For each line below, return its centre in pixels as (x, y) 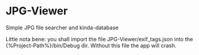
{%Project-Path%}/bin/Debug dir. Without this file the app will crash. (91, 45)
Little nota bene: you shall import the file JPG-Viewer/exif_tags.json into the (99, 39)
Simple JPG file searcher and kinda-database (62, 27)
